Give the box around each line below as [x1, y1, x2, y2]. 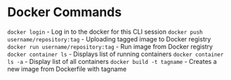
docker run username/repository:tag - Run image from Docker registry [7, 42, 213, 51]
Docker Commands [7, 4, 122, 20]
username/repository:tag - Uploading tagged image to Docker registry [7, 34, 211, 43]
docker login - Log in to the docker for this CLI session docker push [7, 27, 203, 36]
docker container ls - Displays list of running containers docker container [7, 50, 224, 58]
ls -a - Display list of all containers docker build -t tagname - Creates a [7, 57, 218, 65]
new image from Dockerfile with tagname [7, 65, 127, 73]
